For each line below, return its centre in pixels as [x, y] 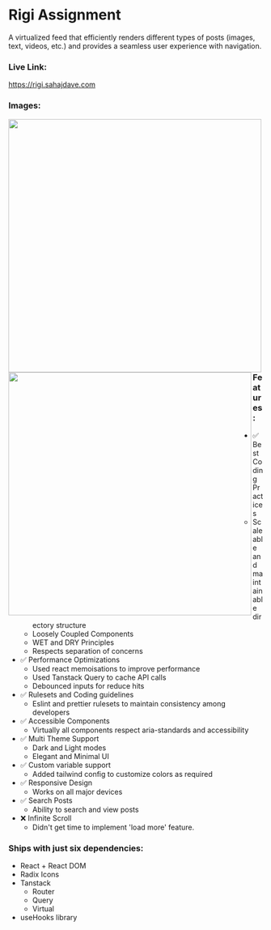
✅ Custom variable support [66, 765]
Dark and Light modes [69, 748]
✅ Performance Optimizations [70, 659]
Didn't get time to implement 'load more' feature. [113, 827]
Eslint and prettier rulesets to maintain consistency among [129, 703]
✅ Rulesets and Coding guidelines [77, 694]
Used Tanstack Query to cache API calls [99, 677]
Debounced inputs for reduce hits [88, 685]
